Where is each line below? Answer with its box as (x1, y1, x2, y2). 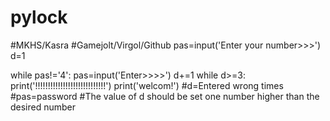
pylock (10, 6, 68, 29)
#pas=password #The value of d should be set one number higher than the (10, 90, 320, 102)
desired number (10, 101, 77, 113)
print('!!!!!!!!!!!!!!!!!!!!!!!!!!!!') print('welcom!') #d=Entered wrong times (10, 79, 284, 91)
